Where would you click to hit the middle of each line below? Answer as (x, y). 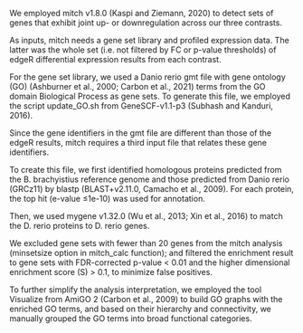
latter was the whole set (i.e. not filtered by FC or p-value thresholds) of (143, 50)
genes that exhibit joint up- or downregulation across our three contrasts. (146, 23)
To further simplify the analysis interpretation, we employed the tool (136, 290)
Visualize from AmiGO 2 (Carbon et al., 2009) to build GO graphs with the (146, 299)
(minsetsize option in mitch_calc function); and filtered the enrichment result (151, 253)
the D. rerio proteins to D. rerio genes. (80, 226)
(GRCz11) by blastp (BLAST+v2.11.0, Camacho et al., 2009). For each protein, (151, 189)
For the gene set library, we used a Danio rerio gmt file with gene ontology (148, 77)
